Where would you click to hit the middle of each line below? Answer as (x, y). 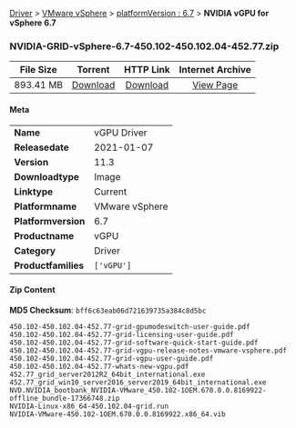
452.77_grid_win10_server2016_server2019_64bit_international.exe (138, 382)
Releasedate (42, 147)
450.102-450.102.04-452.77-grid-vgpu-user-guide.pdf (112, 358)
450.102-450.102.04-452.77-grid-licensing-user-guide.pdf (122, 334)
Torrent (93, 70)
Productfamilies (49, 265)
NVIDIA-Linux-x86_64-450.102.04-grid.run (89, 406)
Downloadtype (47, 176)
